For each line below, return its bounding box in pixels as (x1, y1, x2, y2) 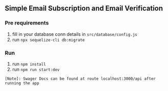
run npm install (12, 61, 46, 67)
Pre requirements (5, 19, 49, 27)
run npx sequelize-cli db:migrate (12, 36, 85, 42)
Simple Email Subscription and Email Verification (5, 4, 163, 13)
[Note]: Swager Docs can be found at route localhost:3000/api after (5, 76, 156, 81)
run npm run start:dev (12, 66, 60, 72)
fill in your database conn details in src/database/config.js (12, 31, 137, 37)
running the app (5, 80, 39, 86)
